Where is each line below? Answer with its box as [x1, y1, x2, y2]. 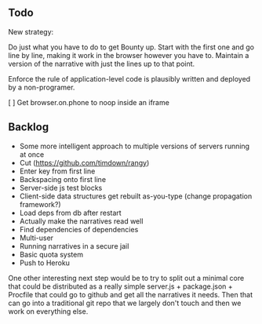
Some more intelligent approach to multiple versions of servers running [19, 141, 249, 151]
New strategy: [8, 27, 54, 36]
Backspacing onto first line [19, 174, 107, 184]
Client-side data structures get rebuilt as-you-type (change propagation [19, 191, 253, 201]
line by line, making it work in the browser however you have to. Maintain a [8, 50, 249, 60]
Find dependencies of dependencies [19, 224, 139, 234]
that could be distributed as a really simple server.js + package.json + [8, 282, 233, 291]
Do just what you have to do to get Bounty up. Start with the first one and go [8, 42, 255, 52]
